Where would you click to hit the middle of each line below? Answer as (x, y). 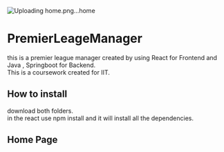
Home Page (32, 140)
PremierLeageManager (75, 39)
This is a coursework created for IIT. (59, 72)
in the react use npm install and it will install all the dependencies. (101, 118)
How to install (37, 94)
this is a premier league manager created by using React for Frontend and (112, 57)
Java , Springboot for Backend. (52, 65)
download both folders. (40, 111)
